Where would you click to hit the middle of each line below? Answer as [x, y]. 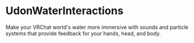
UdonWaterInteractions [65, 11]
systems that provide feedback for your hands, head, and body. [83, 33]
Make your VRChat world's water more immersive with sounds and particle [97, 27]
